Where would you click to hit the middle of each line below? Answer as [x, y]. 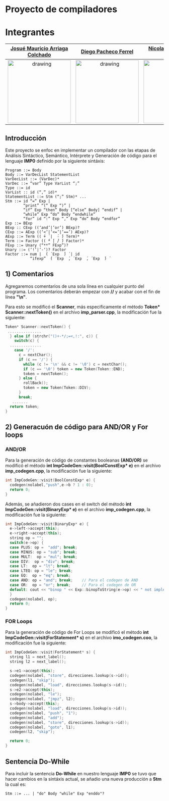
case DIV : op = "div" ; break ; [43, 562]
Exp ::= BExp [19, 223]
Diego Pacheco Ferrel [107, 52]
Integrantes [30, 33]
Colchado [39, 55]
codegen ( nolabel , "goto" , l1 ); [43, 727]
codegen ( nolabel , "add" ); [37, 718]
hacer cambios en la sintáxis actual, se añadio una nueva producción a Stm [83, 779]
